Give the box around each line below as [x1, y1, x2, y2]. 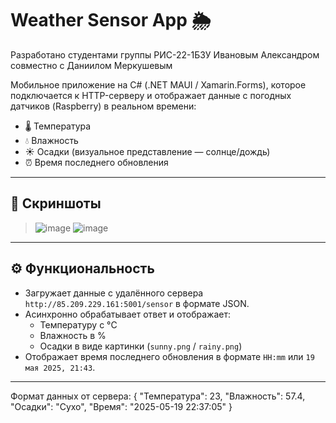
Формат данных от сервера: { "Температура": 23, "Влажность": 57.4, [10, 390, 306, 402]
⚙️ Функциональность [10, 260, 155, 277]
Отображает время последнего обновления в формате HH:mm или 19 [24, 350, 315, 362]
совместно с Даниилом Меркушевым [10, 59, 173, 71]
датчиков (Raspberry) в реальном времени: [10, 100, 197, 112]
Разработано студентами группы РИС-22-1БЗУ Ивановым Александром [10, 48, 320, 61]
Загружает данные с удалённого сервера [24, 287, 204, 299]
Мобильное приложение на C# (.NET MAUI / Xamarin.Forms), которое [10, 78, 307, 91]
